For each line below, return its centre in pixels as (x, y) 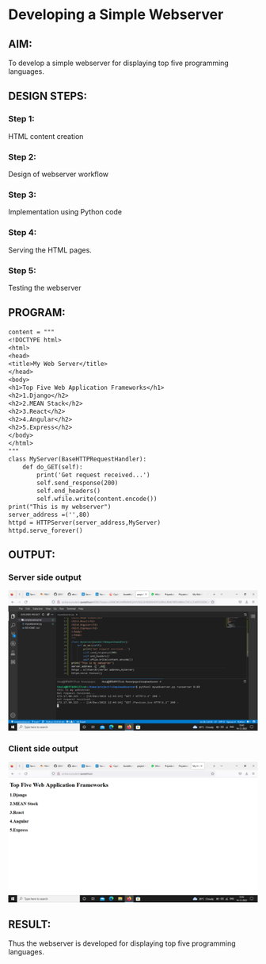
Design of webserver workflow (59, 174)
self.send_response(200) (78, 483)
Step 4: (23, 233)
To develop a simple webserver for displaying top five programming (119, 63)
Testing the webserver (45, 287)
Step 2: (23, 156)
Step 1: (21, 119)
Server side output (45, 577)
